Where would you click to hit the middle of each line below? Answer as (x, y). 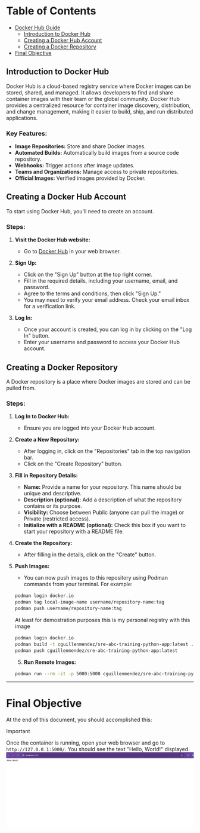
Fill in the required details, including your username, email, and (101, 281)
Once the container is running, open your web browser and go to (86, 743)
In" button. (37, 336)
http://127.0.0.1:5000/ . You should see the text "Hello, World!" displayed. (98, 749)
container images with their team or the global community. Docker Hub (93, 99)
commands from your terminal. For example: (78, 584)
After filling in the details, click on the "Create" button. (90, 555)
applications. (22, 118)
